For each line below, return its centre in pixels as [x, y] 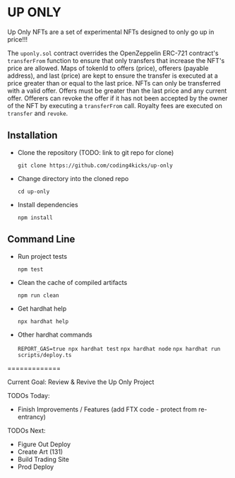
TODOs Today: [29, 395]
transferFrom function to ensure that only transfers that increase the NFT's [116, 60]
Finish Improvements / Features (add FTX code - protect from [107, 409]
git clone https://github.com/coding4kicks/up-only [95, 165]
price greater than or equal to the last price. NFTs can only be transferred [114, 83]
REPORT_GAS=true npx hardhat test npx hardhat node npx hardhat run [119, 349]
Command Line [41, 239]
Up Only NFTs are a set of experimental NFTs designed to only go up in [111, 32]
